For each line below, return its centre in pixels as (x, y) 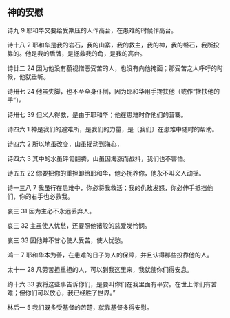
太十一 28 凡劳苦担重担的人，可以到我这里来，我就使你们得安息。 (100, 269)
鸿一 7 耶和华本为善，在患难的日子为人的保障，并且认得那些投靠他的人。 (110, 255)
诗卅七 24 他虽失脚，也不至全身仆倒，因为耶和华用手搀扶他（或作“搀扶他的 (114, 91)
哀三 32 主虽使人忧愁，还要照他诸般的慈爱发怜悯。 (79, 225)
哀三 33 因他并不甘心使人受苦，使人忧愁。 (67, 240)
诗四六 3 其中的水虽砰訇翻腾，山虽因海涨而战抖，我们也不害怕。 (98, 158)
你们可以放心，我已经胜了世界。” (70, 293)
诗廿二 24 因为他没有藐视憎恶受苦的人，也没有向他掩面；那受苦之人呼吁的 (112, 68)
